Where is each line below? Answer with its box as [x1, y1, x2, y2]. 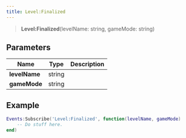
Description [70, 60, 105, 69]
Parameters [6, 42, 51, 53]
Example [6, 100, 40, 111]
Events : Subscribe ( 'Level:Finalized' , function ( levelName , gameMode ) [6, 116, 181, 122]
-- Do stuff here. [17, 122, 63, 128]
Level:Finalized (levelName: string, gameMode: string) [20, 25, 155, 32]
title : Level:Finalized [6, 8, 66, 15]
